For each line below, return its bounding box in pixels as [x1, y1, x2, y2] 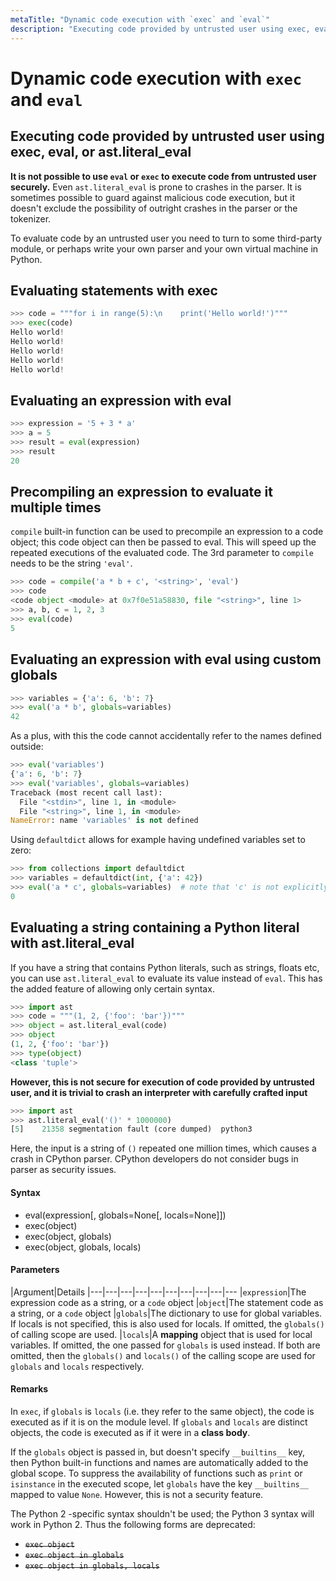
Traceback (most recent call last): [10, 787, 163, 798]
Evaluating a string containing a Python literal [10, 919, 300, 936]
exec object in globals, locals [24, 1561, 160, 1571]
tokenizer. [10, 212, 52, 225]
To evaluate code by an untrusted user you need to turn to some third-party [10, 232, 323, 244]
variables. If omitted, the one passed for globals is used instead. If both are [10, 1339, 321, 1351]
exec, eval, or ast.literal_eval [10, 144, 192, 161]
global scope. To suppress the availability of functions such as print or [10, 1467, 303, 1479]
